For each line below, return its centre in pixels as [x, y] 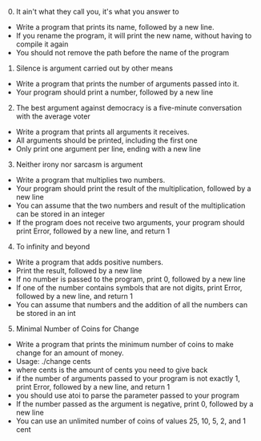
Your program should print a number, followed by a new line [114, 92]
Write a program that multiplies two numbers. [90, 180]
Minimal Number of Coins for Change [77, 329]
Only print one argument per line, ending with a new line [108, 149]
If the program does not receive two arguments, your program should [130, 223]
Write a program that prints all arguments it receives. [102, 132]
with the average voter [53, 116]
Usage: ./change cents [53, 361]
